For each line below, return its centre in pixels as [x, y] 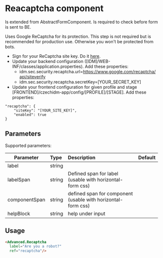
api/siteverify [33, 77]
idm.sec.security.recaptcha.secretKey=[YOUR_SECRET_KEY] [80, 82]
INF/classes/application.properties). [48, 66]
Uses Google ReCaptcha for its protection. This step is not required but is [78, 36]
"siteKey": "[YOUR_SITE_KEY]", [45, 110]
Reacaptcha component [54, 8]
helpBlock [19, 213]
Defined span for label [93, 174]
